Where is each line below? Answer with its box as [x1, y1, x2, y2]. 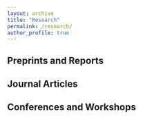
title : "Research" [7, 17, 60, 23]
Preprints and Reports [7, 54, 104, 66]
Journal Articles [7, 78, 78, 90]
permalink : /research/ [7, 23, 73, 30]
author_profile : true [7, 29, 70, 36]
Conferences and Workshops [7, 101, 136, 113]
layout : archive [7, 10, 54, 17]
